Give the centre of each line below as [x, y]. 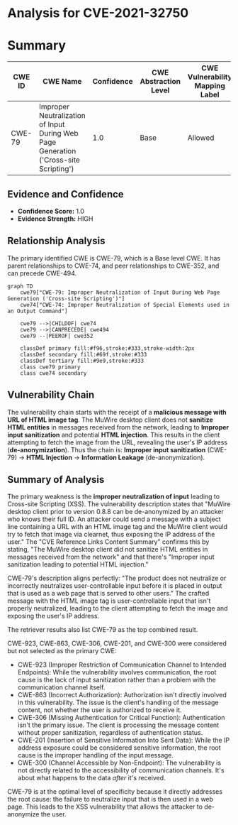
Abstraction [160, 82]
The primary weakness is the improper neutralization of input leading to [114, 497]
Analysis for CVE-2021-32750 [98, 13]
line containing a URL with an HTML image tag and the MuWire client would [118, 527]
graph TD [20, 286]
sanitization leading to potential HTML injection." [78, 564]
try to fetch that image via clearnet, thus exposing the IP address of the [111, 535]
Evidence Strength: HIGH [55, 219]
